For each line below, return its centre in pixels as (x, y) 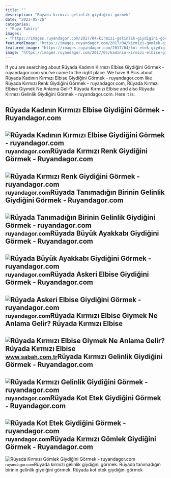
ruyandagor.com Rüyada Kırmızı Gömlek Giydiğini (81, 439)
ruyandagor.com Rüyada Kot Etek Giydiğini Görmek (83, 398)
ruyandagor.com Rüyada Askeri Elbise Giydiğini (77, 274)
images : (13, 34)
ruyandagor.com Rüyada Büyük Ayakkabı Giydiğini (82, 234)
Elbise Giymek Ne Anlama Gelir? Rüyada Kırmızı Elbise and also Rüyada (80, 88)
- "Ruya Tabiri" (22, 29)
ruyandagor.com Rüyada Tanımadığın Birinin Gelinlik (85, 192)
